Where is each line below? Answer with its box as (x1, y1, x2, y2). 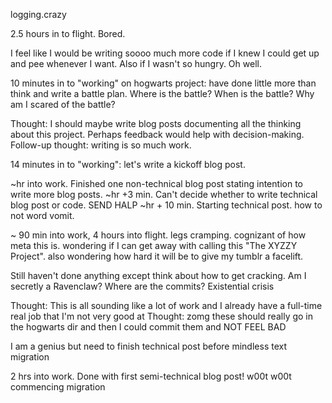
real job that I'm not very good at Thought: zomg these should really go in (10, 310, 314, 322)
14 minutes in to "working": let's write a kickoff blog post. (10, 159, 246, 170)
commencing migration (10, 381, 106, 393)
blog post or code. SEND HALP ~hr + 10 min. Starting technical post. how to (10, 199, 323, 211)
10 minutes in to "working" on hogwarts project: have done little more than (10, 77, 317, 89)
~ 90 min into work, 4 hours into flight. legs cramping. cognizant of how (10, 229, 307, 241)
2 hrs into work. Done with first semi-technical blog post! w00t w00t (10, 370, 292, 382)
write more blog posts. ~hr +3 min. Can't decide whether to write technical (10, 189, 318, 200)
